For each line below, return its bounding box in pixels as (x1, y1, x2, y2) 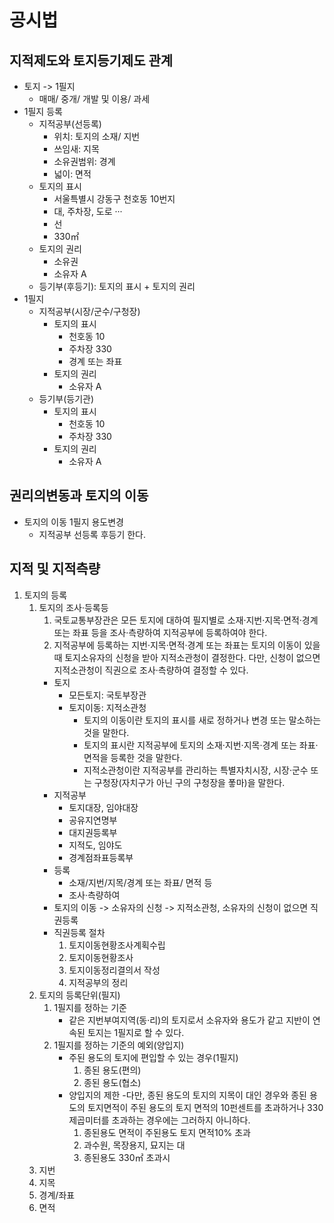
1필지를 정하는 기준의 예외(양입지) (53, 1039, 185, 1051)
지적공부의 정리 (68, 976, 129, 988)
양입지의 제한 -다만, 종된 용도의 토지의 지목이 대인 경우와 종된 (68, 1089, 307, 1101)
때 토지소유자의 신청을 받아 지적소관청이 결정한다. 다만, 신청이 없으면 (53, 651, 321, 663)
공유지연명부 (68, 814, 118, 826)
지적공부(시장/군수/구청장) (38, 306, 141, 317)
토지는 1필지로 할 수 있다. (87, 1026, 185, 1038)
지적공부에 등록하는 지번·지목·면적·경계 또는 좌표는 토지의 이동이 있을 (53, 639, 321, 651)
